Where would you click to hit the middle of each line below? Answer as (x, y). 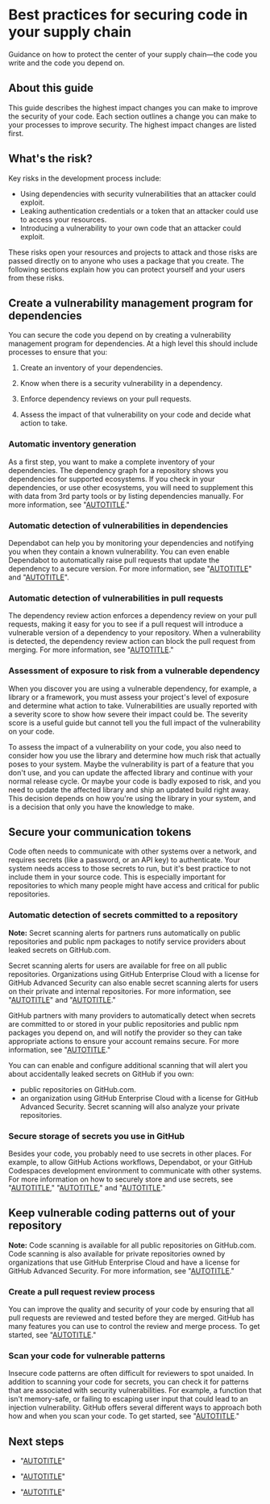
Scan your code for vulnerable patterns (87, 1356)
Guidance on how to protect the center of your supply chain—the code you (133, 54)
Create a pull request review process (82, 1291)
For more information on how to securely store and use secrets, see (121, 1179)
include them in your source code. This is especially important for (117, 877)
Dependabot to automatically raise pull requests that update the (114, 560)
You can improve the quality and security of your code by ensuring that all (131, 1309)
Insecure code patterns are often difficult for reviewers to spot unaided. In (131, 1373)
